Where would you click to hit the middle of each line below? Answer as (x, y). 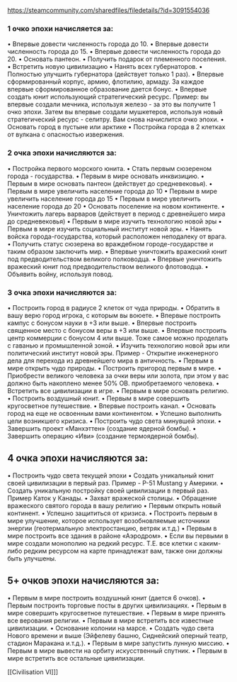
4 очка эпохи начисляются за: (78, 458)
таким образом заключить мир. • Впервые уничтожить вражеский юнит (117, 251)
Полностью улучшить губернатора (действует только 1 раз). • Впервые (116, 75)
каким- (210, 543)
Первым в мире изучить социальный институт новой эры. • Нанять (110, 229)
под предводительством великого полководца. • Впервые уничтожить (115, 259)
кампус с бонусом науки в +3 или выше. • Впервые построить (102, 323)
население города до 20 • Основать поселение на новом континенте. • (116, 206)
